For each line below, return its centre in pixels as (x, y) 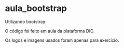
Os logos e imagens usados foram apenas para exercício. (62, 40)
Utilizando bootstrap (25, 22)
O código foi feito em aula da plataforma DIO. (50, 31)
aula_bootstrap (36, 8)
